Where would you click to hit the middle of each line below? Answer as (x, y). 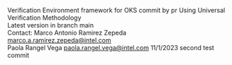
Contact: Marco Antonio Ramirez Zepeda (67, 32)
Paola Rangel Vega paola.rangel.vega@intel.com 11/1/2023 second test (111, 48)
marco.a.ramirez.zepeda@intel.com (59, 40)
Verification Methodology (44, 18)
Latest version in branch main (51, 25)
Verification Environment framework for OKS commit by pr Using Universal (116, 10)
